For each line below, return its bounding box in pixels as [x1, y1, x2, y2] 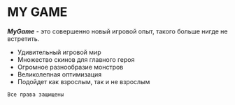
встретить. [7, 34, 40, 42]
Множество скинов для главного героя [17, 55, 135, 63]
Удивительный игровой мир [17, 48, 101, 56]
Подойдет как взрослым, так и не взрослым [17, 77, 150, 86]
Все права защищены [7, 91, 64, 98]
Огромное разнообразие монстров [17, 63, 124, 71]
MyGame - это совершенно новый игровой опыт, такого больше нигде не [7, 27, 228, 35]
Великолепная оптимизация [17, 70, 102, 79]
